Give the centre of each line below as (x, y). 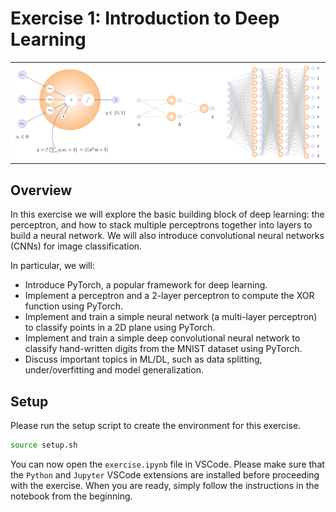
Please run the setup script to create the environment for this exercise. (156, 425)
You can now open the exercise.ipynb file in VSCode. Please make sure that (167, 464)
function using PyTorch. (73, 306)
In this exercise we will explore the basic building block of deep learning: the (167, 214)
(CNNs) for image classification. (76, 246)
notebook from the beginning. (71, 496)
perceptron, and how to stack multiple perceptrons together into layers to (161, 225)
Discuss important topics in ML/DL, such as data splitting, (143, 359)
